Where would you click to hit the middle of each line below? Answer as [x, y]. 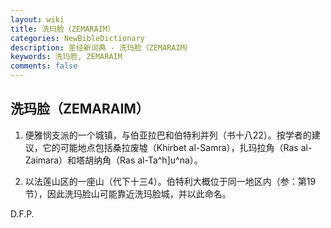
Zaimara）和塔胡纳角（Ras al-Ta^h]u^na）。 [113, 160]
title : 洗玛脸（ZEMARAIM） [62, 29]
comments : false [44, 66]
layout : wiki [37, 19]
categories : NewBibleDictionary [77, 38]
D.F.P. [22, 213]
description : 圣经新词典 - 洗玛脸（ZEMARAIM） [101, 47]
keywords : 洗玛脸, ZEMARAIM [66, 57]
